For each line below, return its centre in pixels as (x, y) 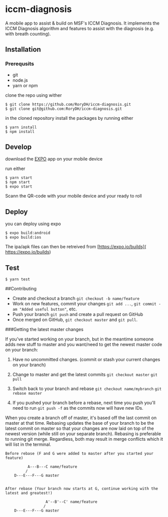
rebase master (27, 394)
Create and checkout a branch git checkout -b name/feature (76, 298)
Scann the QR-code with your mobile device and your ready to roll (73, 196)
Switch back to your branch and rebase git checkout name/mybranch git (87, 389)
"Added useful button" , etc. (48, 309)
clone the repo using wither (34, 95)
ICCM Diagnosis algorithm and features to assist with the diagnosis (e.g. (80, 28)
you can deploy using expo (33, 224)
